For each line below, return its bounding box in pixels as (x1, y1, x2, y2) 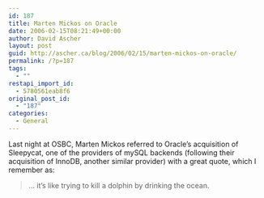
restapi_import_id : (8, 79, 75, 87)
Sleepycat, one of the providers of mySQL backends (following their (8, 147, 235, 158)
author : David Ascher (8, 34, 82, 43)
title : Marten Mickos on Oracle (8, 19, 117, 27)
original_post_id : (8, 95, 70, 103)
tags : (8, 65, 27, 73)
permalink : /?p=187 (8, 57, 75, 65)
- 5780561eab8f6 (15, 86, 70, 95)
